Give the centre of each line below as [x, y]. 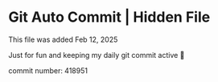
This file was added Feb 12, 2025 [63, 39]
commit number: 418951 [48, 70]
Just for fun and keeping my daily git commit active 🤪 [97, 55]
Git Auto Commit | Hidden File [109, 17]
